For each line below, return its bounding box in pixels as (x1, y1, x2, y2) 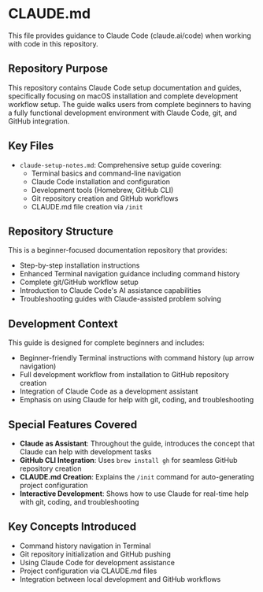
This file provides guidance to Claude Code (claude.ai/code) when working (8, 31, 252, 40)
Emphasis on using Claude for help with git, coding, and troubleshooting (19, 395, 254, 405)
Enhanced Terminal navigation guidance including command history (19, 269, 240, 279)
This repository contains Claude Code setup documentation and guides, (8, 83, 242, 92)
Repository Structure (8, 224, 114, 238)
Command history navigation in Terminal (19, 541, 151, 550)
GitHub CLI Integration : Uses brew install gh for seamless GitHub (19, 456, 238, 464)
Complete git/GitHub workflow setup (19, 277, 139, 287)
